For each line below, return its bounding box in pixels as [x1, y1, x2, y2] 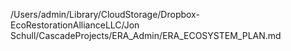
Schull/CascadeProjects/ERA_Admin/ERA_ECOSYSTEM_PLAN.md [10, 30, 282, 41]
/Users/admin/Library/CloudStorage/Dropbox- [10, 9, 200, 20]
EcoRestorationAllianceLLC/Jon [10, 19, 140, 31]
